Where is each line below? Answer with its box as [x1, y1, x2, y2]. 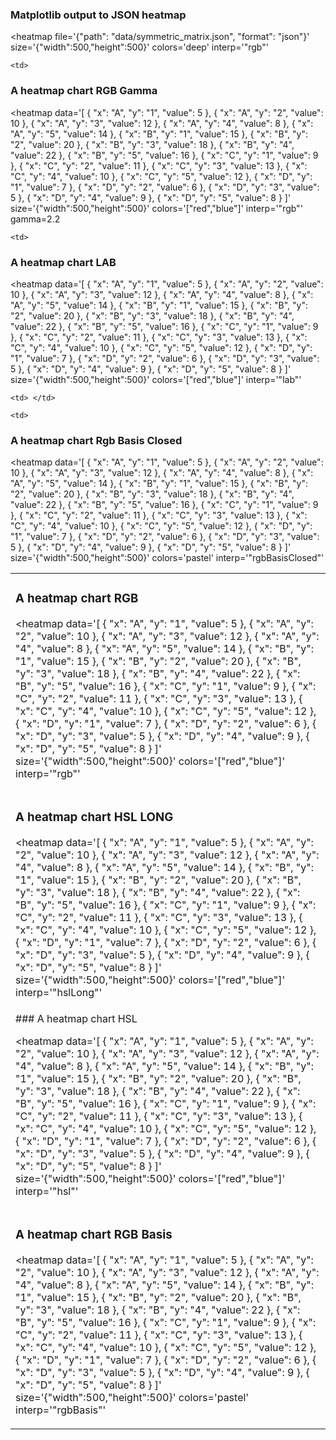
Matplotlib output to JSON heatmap [10, 8, 187, 22]
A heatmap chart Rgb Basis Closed [10, 433, 183, 447]
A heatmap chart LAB [10, 255, 117, 269]
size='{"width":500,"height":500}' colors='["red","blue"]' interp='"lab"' [10, 373, 302, 385]
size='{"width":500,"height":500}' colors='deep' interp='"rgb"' [10, 41, 269, 53]
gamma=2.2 [10, 213, 61, 225]
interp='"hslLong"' [15, 986, 103, 1000]
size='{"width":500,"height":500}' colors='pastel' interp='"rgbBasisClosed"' [10, 552, 325, 564]
